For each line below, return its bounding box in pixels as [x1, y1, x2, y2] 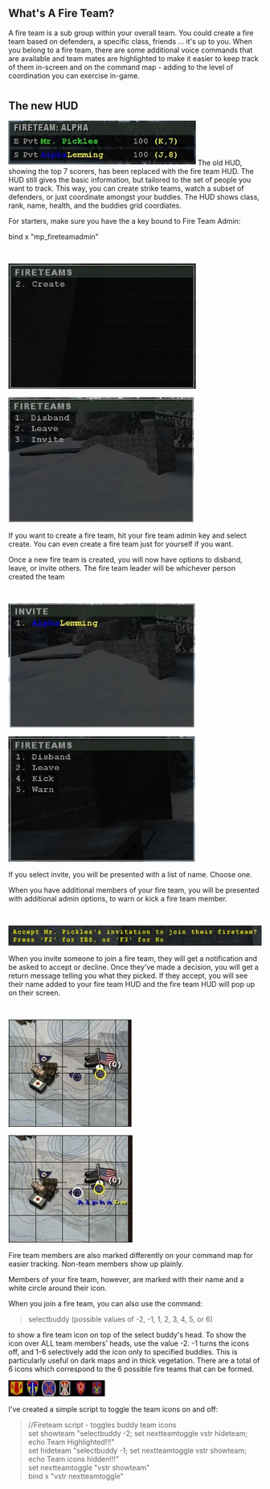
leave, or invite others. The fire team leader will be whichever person [8, 563, 235, 573]
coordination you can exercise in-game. [8, 71, 141, 80]
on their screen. [8, 988, 61, 998]
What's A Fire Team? [8, 6, 115, 20]
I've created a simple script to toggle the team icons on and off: [8, 1404, 219, 1414]
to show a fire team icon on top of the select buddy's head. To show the [8, 1330, 247, 1340]
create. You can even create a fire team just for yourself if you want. [8, 539, 234, 549]
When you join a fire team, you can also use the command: [8, 1299, 203, 1309]
